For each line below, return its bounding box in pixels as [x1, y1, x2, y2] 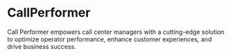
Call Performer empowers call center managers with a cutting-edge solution [7, 28, 225, 36]
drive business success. [7, 42, 76, 50]
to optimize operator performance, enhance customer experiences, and [7, 35, 212, 43]
